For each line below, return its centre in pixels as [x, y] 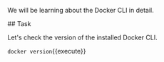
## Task [19, 24]
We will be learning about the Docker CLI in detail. [81, 10]
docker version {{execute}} [47, 51]
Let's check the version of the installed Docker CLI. [83, 37]
